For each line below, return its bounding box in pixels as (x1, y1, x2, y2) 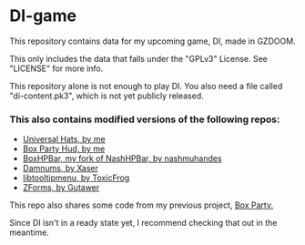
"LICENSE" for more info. (9, 63, 104, 74)
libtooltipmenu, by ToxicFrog (22, 172, 130, 183)
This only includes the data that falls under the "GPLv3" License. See (9, 53, 269, 64)
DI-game (9, 5, 77, 26)
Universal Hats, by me (22, 134, 107, 145)
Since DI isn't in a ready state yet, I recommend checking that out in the (9, 218, 278, 229)
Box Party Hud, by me (22, 143, 106, 155)
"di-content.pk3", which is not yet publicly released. (9, 90, 205, 101)
